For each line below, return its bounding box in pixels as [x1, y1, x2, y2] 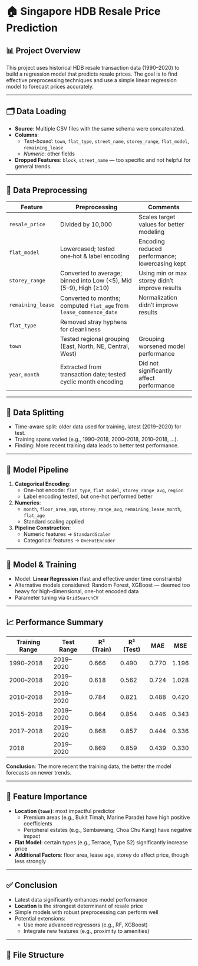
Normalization [138, 293, 178, 301]
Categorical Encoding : [14, 480, 71, 487]
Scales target [138, 213, 176, 221]
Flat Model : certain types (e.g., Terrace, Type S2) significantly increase [14, 838, 189, 845]
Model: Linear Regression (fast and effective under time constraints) [14, 575, 182, 583]
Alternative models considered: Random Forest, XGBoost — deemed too [14, 581, 190, 588]
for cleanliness [60, 325, 101, 333]
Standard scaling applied [23, 518, 84, 525]
